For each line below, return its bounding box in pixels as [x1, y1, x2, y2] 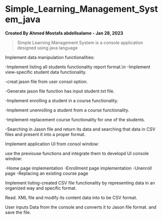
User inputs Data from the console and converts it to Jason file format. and [5, 204, 157, 210]
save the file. [5, 209, 31, 215]
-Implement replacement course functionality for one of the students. [5, 116, 146, 122]
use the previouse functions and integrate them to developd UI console [5, 150, 149, 156]
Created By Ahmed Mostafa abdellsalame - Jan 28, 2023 [5, 30, 124, 36]
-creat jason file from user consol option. [5, 79, 88, 84]
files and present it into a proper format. [5, 131, 86, 137]
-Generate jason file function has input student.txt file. [5, 88, 115, 94]
